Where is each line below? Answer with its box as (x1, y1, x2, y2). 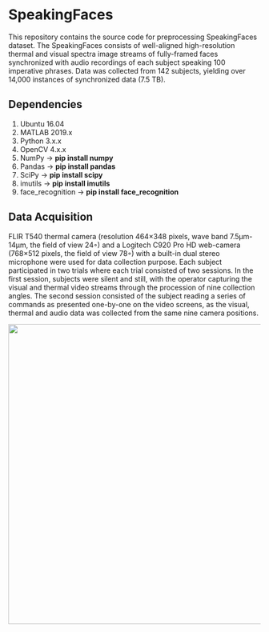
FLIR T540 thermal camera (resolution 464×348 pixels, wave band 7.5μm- (8, 231, 253, 241)
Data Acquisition (8, 210, 94, 224)
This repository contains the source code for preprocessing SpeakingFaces (8, 32, 258, 42)
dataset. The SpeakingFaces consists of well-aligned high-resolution (8, 40, 235, 50)
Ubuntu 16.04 (19, 118, 65, 129)
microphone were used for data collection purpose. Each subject (8, 257, 223, 266)
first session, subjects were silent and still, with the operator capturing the (8, 274, 252, 283)
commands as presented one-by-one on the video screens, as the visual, (8, 299, 250, 309)
